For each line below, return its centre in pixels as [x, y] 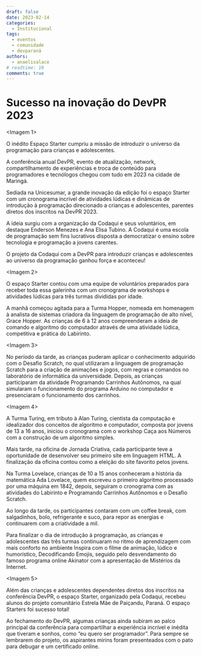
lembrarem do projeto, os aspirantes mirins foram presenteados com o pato [100, 640]
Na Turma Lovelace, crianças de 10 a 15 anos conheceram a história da [94, 474]
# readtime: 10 [25, 68]
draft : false [22, 12]
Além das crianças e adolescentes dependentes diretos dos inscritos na [95, 590]
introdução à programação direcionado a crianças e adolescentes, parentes [100, 205]
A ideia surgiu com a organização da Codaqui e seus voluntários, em [91, 223]
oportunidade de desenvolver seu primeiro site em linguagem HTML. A [94, 456]
